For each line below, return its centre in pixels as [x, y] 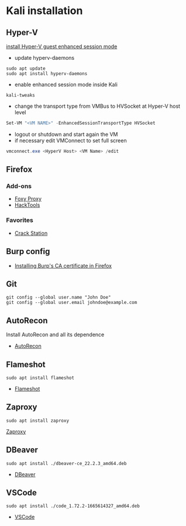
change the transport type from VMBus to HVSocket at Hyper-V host [97, 106]
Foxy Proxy [28, 199]
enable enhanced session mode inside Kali [66, 84]
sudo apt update [26, 69]
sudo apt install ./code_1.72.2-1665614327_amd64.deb [73, 506]
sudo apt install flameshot [40, 378]
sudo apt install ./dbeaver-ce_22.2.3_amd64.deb [66, 463]
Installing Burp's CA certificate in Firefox [63, 265]
